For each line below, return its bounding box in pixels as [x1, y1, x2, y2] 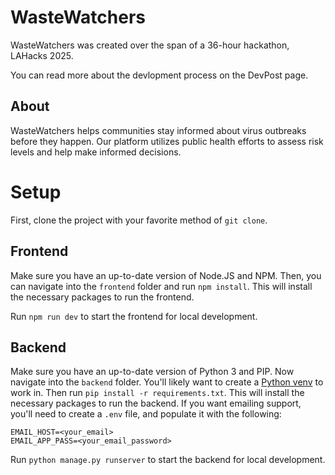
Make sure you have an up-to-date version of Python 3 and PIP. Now [10, 366, 295, 378]
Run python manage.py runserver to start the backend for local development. [10, 454, 326, 466]
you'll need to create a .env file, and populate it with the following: [10, 408, 282, 420]
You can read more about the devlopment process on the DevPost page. [10, 69, 309, 81]
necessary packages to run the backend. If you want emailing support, [10, 397, 302, 410]
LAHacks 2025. [10, 49, 74, 61]
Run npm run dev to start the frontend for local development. [10, 310, 258, 322]
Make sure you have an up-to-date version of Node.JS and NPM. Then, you [10, 269, 322, 281]
